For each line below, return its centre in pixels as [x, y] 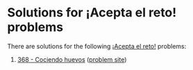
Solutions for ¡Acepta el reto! [92, 13]
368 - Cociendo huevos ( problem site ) [72, 59]
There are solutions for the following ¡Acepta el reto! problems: [97, 46]
